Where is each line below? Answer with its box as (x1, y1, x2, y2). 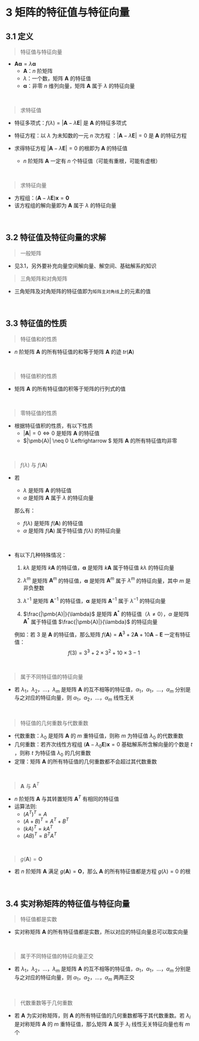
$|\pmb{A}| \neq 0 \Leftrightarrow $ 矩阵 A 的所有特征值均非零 (23, 437, 178, 444)
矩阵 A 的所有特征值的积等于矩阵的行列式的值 (14, 385, 126, 392)
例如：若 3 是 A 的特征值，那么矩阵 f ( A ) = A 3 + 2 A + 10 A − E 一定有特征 (14, 630, 191, 638)
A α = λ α (14, 60, 36, 67)
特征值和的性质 (20, 335, 57, 342)
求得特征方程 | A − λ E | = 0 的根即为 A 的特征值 (14, 145, 128, 152)
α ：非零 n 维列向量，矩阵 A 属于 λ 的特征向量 (23, 82, 135, 89)
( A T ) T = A (23, 809, 47, 818)
